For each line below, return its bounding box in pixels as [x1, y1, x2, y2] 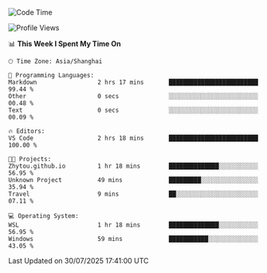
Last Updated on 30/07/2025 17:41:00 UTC [8, 256, 149, 265]
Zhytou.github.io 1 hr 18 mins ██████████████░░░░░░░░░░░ [8, 162, 259, 170]
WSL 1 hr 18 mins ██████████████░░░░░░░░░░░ [8, 221, 259, 229]
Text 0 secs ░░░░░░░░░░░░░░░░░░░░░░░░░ [8, 106, 259, 114]
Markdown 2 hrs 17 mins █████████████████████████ [8, 78, 259, 86]
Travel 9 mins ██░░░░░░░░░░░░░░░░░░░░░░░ [8, 190, 259, 198]
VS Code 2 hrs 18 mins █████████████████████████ [8, 134, 259, 142]
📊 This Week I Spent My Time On [8, 39, 121, 48]
